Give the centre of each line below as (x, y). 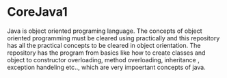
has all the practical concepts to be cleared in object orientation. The (104, 45)
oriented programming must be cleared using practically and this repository (113, 38)
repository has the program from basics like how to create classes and (106, 53)
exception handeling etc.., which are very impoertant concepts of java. (107, 67)
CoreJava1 (38, 12)
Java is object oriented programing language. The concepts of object (105, 31)
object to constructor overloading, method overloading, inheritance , (103, 60)
